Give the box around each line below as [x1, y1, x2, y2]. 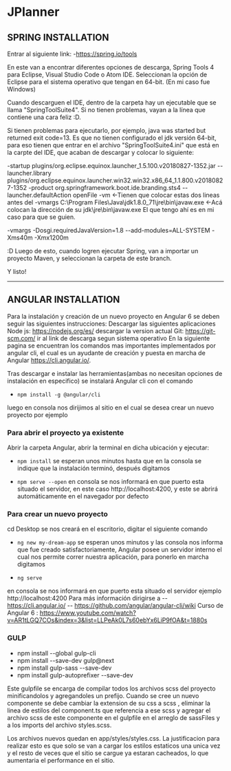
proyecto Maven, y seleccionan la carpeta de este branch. [7, 254, 172, 262]
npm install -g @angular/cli [16, 391, 101, 398]
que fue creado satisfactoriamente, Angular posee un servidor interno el [16, 545, 222, 554]
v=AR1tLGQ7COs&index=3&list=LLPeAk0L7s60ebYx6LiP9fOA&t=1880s [7, 616, 208, 624]
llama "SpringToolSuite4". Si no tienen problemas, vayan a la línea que [7, 106, 206, 114]
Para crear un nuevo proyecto [7, 509, 109, 519]
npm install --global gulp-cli [16, 648, 96, 657]
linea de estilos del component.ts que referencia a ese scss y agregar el [7, 706, 211, 715]
